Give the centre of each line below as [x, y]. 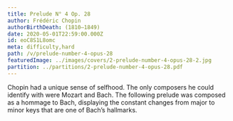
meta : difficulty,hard [41, 47]
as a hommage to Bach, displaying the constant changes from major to [111, 102]
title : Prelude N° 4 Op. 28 [49, 14]
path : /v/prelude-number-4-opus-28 [60, 54]
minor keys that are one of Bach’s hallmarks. [72, 110]
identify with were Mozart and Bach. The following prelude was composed [116, 95]
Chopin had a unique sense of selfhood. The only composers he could [111, 87]
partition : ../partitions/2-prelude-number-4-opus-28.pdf [95, 67]
